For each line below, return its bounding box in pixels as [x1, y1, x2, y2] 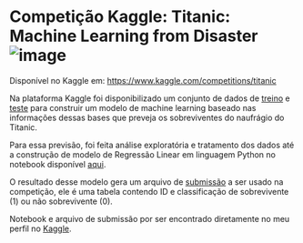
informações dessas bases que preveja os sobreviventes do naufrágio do [9, 112, 285, 123]
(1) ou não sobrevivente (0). [9, 196, 114, 207]
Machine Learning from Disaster [9, 25, 258, 46]
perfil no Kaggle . [9, 223, 72, 234]
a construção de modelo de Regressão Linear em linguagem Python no [9, 148, 276, 160]
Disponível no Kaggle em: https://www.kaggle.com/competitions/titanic [9, 75, 278, 86]
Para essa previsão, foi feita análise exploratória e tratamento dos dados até [9, 139, 295, 150]
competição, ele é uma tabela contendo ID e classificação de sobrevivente [9, 186, 289, 197]
